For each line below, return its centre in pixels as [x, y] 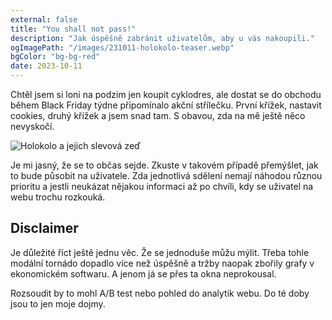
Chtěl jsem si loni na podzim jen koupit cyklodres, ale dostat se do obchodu [166, 94]
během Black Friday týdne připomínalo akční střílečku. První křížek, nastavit [166, 105]
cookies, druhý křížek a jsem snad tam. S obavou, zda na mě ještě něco [158, 115]
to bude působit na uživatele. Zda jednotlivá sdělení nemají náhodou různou [166, 175]
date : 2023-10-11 [46, 66]
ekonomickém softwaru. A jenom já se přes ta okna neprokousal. [143, 273]
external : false [44, 19]
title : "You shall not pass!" [73, 29]
